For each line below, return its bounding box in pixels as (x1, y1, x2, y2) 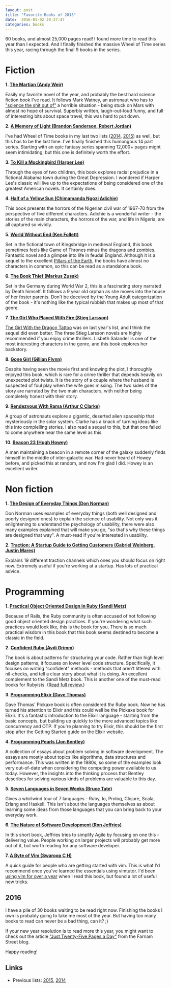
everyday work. (5, 812, 38, 818)
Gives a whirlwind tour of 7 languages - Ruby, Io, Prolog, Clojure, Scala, (5, 796, 155, 802)
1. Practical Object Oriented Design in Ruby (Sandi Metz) (5, 603, 127, 609)
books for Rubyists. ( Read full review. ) (5, 682, 85, 688)
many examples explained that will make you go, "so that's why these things (5, 526, 165, 533)
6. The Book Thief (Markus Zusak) (5, 273, 79, 279)
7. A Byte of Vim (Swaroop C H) (5, 852, 72, 859)
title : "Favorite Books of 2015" (5, 12, 76, 17)
